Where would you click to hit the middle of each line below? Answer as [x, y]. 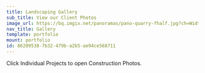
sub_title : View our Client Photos [52, 18]
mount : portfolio [28, 40]
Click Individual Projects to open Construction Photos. [74, 63]
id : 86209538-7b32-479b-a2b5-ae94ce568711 [61, 46]
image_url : [20, 23]
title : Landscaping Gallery [42, 12]
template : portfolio [33, 35]
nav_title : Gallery [31, 29]
